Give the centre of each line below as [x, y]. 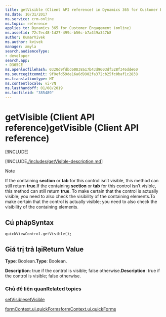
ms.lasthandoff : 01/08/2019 [34, 88]
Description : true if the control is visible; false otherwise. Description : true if [83, 270]
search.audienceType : [27, 51]
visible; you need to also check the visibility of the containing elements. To [80, 197]
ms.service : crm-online [30, 19]
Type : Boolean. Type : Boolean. [36, 261]
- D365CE [14, 65]
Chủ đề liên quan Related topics [43, 289]
